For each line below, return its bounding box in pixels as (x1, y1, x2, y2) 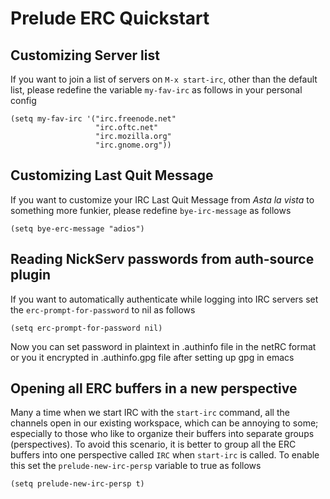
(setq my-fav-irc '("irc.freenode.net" (10, 114, 177, 124)
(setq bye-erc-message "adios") (10, 223, 145, 234)
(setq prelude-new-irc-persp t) (10, 479, 145, 489)
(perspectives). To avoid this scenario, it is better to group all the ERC (10, 438, 297, 451)
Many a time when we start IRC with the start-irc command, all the (10, 407, 290, 419)
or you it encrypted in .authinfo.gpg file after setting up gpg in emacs (10, 351, 295, 363)
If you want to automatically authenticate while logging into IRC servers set (10, 293, 319, 305)
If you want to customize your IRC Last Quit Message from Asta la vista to (10, 193, 315, 206)
